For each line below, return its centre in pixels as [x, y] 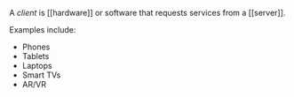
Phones [36, 47]
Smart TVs [41, 75]
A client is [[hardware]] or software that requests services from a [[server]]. [147, 13]
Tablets [36, 56]
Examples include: [43, 30]
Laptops [37, 66]
